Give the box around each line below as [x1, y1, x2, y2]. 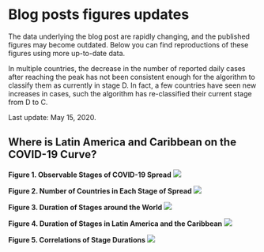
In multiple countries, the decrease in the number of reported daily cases [8, 63, 246, 73]
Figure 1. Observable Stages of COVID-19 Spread [8, 170, 172, 179]
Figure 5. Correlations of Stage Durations [8, 235, 146, 244]
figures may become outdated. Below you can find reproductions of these [8, 39, 249, 49]
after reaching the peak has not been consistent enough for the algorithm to [8, 72, 255, 81]
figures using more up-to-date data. [8, 48, 126, 58]
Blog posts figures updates [8, 6, 190, 24]
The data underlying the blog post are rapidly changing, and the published [8, 32, 251, 41]
